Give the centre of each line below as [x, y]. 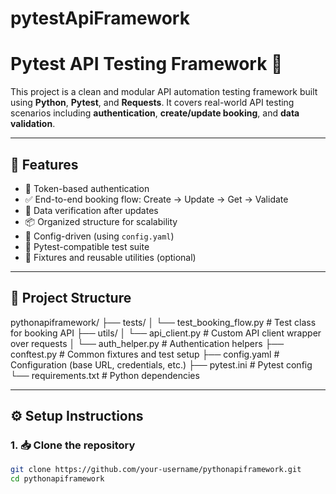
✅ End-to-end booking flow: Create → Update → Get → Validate [156, 199]
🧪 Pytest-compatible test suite [87, 246]
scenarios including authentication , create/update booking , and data [155, 113]
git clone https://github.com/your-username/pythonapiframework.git [156, 470]
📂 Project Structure [71, 298]
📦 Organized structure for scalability [101, 221]
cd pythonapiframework [57, 479]
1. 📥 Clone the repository [73, 445]
